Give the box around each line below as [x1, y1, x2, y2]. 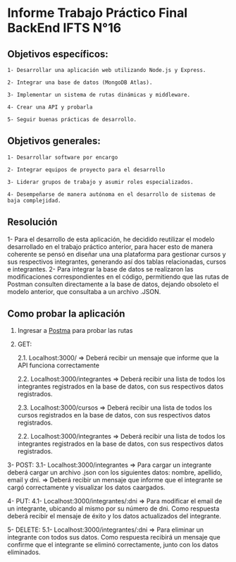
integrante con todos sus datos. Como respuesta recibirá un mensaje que [7, 533, 221, 542]
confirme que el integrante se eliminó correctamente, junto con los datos [7, 541, 218, 549]
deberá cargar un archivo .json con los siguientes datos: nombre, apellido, [7, 468, 223, 477]
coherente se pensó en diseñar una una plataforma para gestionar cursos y [7, 250, 227, 258]
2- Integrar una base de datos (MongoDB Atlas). [7, 79, 153, 86]
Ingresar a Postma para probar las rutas [17, 326, 133, 335]
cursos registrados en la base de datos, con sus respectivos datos [17, 411, 211, 420]
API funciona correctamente [17, 361, 100, 369]
